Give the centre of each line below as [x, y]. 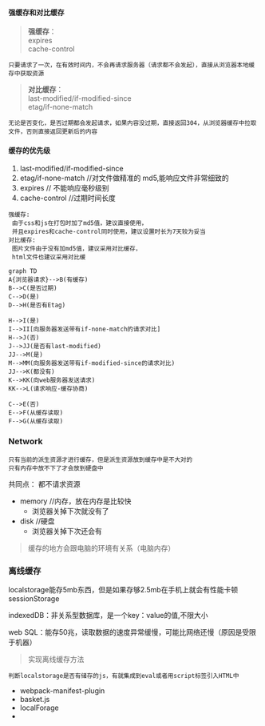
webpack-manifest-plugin [62, 691]
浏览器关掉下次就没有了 [70, 511]
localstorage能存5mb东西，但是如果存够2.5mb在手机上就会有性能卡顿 [123, 590]
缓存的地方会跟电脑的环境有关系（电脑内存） [101, 548]
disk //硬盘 [37, 521]
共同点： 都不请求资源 [44, 483]
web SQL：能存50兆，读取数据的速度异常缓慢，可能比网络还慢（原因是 [125, 632]
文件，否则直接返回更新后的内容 [53, 132]
